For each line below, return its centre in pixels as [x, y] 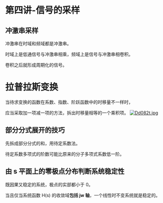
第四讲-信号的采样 [43, 10]
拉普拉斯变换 [32, 87]
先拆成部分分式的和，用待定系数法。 [43, 143]
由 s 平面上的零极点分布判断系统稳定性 [65, 172]
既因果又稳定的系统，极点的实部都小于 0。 [49, 184]
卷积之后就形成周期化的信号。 [36, 65]
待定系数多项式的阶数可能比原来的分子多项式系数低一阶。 [65, 154]
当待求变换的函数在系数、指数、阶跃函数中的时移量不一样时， [69, 102]
